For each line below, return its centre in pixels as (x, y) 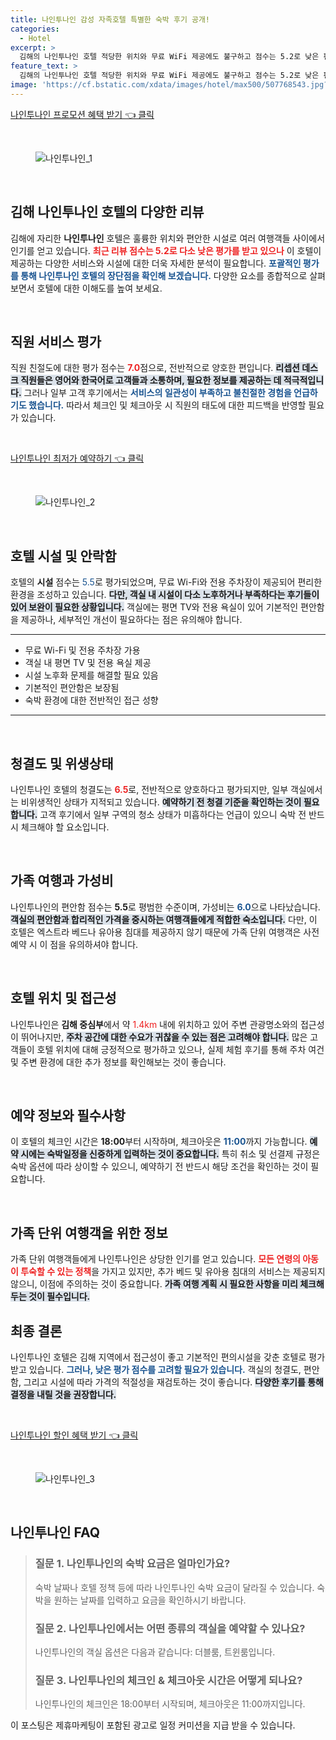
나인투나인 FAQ (55, 1532)
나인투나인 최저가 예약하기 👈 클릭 (77, 458)
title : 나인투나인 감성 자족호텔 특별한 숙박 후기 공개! (110, 19)
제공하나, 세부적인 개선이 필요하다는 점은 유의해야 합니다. (131, 620)
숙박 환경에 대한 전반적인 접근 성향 (91, 700)
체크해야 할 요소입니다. (65, 827)
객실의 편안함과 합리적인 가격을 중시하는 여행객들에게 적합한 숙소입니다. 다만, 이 (164, 919)
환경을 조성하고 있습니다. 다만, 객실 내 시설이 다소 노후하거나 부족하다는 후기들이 (165, 595)
